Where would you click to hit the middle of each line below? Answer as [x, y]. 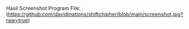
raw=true [17, 20]
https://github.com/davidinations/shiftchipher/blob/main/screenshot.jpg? [95, 14]
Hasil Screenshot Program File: [43, 8]
